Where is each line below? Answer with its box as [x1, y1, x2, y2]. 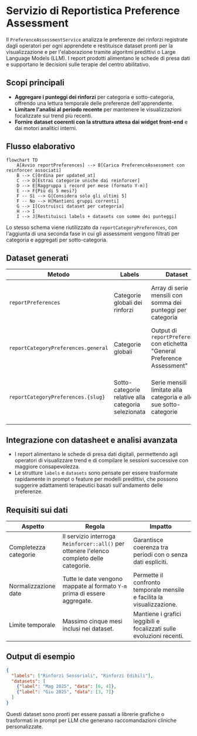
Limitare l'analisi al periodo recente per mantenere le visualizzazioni [14, 105, 182, 113]
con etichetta [151, 340, 188, 348]
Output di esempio [6, 652, 75, 662]
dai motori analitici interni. [14, 124, 77, 131]
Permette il [133, 571, 163, 579]
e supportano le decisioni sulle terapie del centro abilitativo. [6, 60, 151, 68]
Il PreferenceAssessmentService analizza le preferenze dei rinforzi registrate [6, 36, 188, 43]
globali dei [114, 299, 142, 307]
